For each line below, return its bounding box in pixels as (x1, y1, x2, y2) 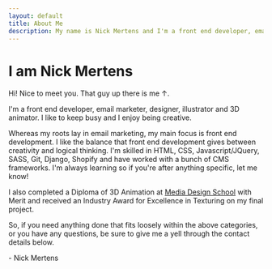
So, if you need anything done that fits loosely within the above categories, (8, 220, 258, 230)
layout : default (8, 11, 63, 20)
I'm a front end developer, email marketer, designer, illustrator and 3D (8, 105, 240, 114)
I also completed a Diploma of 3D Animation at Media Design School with (8, 187, 253, 197)
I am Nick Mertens (8, 62, 134, 80)
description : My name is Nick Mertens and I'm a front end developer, (8, 27, 252, 35)
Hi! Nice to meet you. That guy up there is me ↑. (8, 88, 170, 98)
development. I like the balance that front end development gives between (8, 137, 257, 147)
